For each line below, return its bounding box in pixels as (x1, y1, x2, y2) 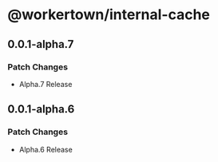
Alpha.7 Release (18, 79, 73, 89)
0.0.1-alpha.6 (7, 102, 75, 117)
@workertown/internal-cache (7, 6, 211, 24)
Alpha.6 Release (18, 144, 73, 154)
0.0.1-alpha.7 (7, 38, 74, 51)
